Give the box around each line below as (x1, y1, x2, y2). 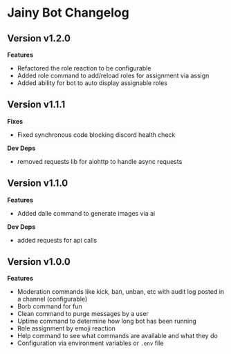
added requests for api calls (17, 236, 98, 244)
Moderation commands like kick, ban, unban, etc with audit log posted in (17, 288, 225, 296)
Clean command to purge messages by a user (17, 310, 149, 318)
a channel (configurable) (17, 295, 88, 304)
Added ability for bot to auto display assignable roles (17, 79, 168, 87)
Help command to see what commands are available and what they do (17, 332, 218, 340)
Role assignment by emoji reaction (17, 324, 116, 333)
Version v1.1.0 (7, 178, 68, 189)
